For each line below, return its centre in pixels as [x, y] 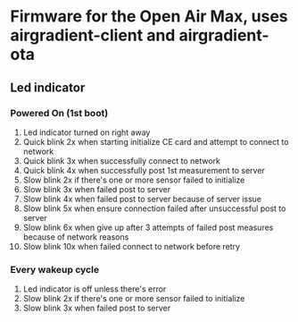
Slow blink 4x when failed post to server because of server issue [142, 199]
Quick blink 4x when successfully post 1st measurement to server [144, 170]
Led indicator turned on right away [87, 132]
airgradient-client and [93, 35]
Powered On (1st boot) [59, 113]
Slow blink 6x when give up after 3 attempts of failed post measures [148, 227]
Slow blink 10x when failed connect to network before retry [131, 246]
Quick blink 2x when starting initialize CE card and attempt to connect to [156, 141]
